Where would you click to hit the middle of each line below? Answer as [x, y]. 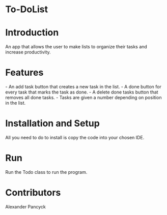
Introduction [32, 33]
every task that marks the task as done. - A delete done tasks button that [82, 92]
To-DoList [27, 9]
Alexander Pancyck [25, 206]
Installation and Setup [53, 124]
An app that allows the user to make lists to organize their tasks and [76, 47]
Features [24, 73]
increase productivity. [28, 52]
